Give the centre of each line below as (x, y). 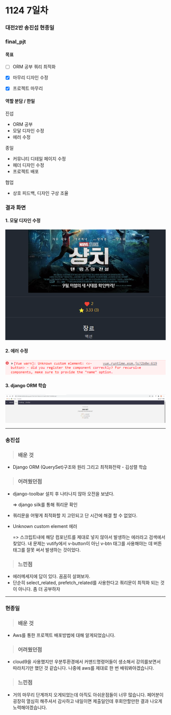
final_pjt (16, 42)
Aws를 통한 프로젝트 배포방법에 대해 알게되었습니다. (64, 635)
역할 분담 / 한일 (20, 101)
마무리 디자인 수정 (30, 77)
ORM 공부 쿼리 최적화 (34, 67)
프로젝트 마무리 (28, 88)
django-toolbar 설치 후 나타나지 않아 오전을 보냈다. (63, 494)
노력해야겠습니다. (30, 707)
